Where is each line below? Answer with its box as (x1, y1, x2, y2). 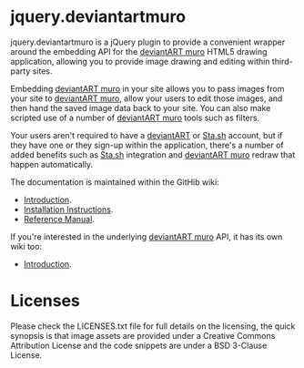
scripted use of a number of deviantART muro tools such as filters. (10, 112, 260, 123)
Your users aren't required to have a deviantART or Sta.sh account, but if (10, 129, 283, 140)
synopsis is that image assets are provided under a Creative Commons (10, 330, 276, 341)
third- (271, 56, 294, 66)
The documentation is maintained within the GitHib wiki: (10, 176, 219, 188)
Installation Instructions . (23, 203, 114, 215)
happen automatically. (10, 158, 94, 169)
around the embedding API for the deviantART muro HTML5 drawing (10, 46, 268, 56)
